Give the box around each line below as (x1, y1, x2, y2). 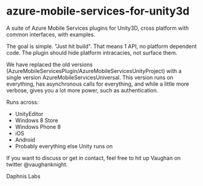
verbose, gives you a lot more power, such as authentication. (6, 86, 159, 94)
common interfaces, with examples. (6, 30, 96, 38)
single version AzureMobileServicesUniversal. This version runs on (6, 74, 174, 81)
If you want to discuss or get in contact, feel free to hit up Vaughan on (6, 154, 181, 162)
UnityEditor (15, 110, 44, 117)
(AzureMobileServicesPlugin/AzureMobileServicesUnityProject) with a (6, 67, 182, 74)
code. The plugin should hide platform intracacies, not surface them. (6, 49, 178, 56)
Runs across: (6, 98, 39, 106)
